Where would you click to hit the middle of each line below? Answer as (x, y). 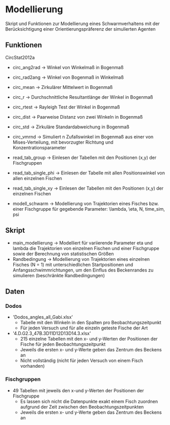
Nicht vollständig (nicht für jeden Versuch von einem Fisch (82, 361)
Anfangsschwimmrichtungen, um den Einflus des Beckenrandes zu (83, 270)
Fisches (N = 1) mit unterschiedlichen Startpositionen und (73, 264)
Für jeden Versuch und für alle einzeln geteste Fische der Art (84, 328)
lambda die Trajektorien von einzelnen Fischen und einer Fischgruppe (86, 248)
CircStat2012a (20, 57)
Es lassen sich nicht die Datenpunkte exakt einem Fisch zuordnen (89, 401)
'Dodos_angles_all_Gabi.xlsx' (43, 317)
